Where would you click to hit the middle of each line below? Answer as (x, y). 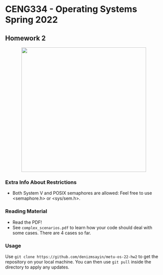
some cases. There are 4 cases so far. (52, 233)
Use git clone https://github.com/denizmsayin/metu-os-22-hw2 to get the (82, 256)
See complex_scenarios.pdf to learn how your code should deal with (82, 227)
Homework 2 (25, 38)
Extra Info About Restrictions (41, 182)
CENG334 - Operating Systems (71, 9)
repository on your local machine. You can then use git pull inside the (78, 262)
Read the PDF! (27, 222)
